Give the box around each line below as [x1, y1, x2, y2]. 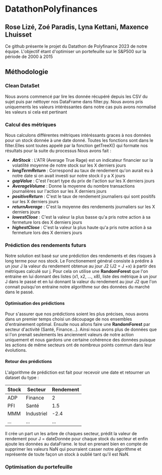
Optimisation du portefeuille [5, 463, 73, 470]
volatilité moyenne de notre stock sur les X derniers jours [12, 162, 126, 168]
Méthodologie [5, 68, 49, 76]
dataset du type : [5, 374, 39, 380]
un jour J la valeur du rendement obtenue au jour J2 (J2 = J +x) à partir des [5, 263, 156, 269]
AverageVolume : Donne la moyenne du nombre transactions [12, 183, 135, 189]
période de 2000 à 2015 [5, 54, 53, 59]
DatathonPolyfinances [5, 3, 98, 15]
